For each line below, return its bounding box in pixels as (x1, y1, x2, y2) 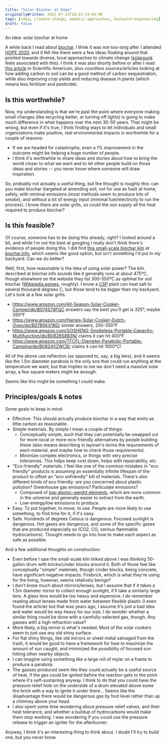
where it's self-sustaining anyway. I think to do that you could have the (12, 677, 157, 683)
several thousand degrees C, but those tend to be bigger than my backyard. (5, 286, 160, 292)
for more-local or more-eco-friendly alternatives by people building (19, 436, 158, 442)
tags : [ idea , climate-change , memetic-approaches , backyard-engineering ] (5, 16, 161, 21)
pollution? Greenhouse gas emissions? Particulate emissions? (12, 484, 138, 490)
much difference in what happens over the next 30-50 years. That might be (5, 120, 160, 125)
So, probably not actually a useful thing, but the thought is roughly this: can (5, 181, 159, 186)
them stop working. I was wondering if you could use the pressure (12, 714, 148, 720)
